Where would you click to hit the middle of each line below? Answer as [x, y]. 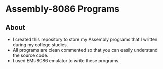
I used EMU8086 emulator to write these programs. [66, 61]
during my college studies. [40, 45]
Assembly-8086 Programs [63, 9]
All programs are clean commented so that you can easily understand [85, 50]
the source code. [30, 55]
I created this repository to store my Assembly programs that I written [85, 39]
